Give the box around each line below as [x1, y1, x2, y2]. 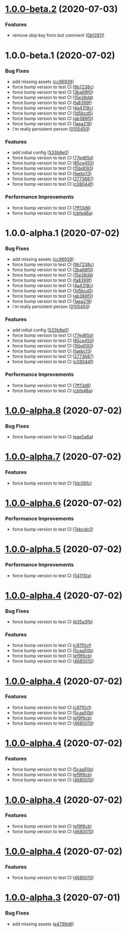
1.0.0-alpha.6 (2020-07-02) [5, 497, 122, 508]
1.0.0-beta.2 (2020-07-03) [5, 3, 118, 15]
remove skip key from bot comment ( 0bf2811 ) [12, 32, 105, 38]
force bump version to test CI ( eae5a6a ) [12, 434, 94, 440]
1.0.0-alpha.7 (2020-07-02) [5, 451, 122, 462]
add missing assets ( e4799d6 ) [12, 921, 74, 927]
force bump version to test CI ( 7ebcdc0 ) [12, 526, 94, 533]
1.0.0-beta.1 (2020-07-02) [5, 49, 116, 61]
